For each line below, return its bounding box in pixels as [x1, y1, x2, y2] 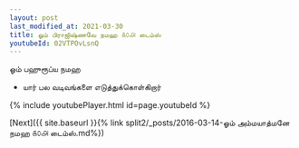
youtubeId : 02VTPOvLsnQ [9, 38, 100, 48]
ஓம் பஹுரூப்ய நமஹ [9, 64, 82, 74]
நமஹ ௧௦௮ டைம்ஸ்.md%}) [9, 128, 105, 139]
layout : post [9, 13, 59, 23]
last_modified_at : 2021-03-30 [9, 22, 124, 31]
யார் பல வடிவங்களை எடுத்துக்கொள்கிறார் [22, 82, 161, 93]
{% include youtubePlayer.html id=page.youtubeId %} [9, 100, 211, 111]
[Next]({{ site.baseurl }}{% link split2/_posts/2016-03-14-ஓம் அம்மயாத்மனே [9, 117, 290, 128]
